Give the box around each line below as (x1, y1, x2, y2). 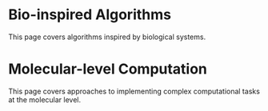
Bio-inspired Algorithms (8, 6, 172, 24)
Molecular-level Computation (8, 60, 208, 78)
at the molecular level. (8, 94, 82, 105)
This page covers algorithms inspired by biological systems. (8, 32, 206, 42)
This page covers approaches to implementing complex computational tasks (8, 86, 260, 96)
